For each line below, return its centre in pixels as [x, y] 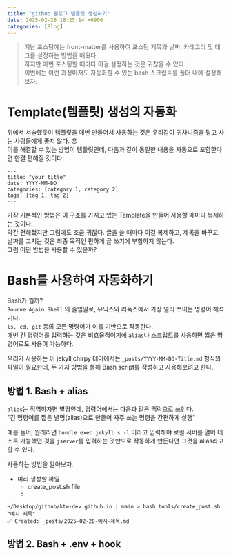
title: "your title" [37, 178]
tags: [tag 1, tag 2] [38, 195]
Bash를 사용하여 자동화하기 [80, 280]
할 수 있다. [21, 450]
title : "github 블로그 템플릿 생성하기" [59, 13]
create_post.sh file [54, 487]
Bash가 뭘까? [25, 300]
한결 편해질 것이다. [39, 158]
